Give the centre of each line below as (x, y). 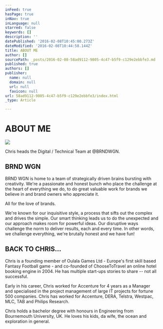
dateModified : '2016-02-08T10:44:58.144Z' (49, 46)
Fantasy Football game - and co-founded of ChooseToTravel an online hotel (81, 266)
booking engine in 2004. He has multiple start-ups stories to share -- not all (81, 271)
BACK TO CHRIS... (33, 249)
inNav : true (17, 19)
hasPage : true (19, 14)
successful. (17, 276)
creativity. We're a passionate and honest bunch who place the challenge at (81, 184)
